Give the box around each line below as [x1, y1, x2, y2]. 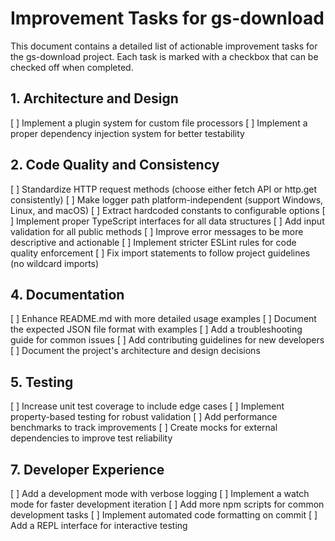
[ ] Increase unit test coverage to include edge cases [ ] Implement [10, 400, 285, 412]
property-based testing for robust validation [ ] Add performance [10, 411, 278, 423]
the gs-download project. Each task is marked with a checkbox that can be [10, 50, 319, 62]
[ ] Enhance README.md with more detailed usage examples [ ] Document [10, 313, 317, 325]
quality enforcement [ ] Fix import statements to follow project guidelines [10, 247, 311, 259]
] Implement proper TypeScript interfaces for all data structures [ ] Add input [10, 215, 325, 227]
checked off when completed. [10, 61, 134, 73]
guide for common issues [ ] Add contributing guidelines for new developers [10, 334, 325, 346]
